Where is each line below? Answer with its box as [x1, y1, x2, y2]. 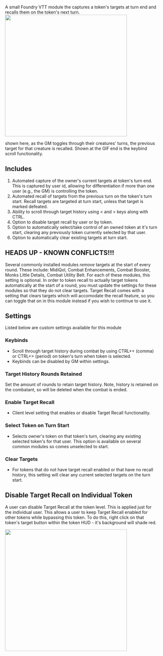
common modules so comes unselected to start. [12, 443, 109, 449]
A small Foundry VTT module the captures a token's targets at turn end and [5, 4, 157, 10]
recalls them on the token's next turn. [5, 9, 80, 15]
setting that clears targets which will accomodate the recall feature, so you [5, 292, 155, 298]
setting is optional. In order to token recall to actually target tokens [5, 277, 138, 283]
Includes [5, 165, 32, 173]
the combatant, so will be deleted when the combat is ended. [5, 387, 128, 393]
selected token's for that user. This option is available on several [12, 438, 141, 444]
